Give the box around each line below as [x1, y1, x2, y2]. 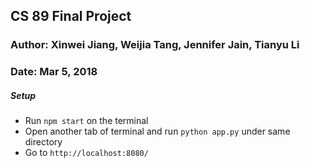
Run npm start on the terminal [24, 115, 149, 127]
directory [24, 136, 63, 148]
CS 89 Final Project [10, 8, 132, 25]
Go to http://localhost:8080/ [24, 147, 149, 159]
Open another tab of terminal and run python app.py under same [24, 125, 291, 138]
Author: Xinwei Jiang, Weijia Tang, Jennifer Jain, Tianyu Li [10, 38, 300, 52]
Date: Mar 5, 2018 [10, 65, 98, 79]
